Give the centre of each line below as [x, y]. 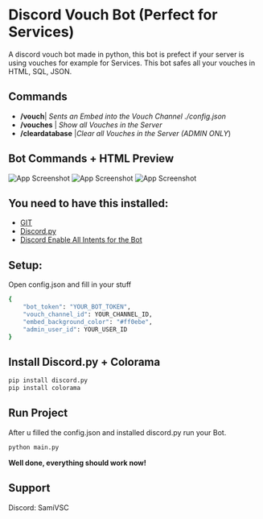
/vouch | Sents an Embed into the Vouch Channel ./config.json [123, 116]
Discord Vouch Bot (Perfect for [113, 15]
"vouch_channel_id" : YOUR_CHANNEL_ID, [88, 314]
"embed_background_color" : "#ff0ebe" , [88, 322]
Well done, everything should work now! [77, 463]
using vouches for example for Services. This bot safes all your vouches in [132, 63]
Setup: [25, 265]
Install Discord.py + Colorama [84, 361]
